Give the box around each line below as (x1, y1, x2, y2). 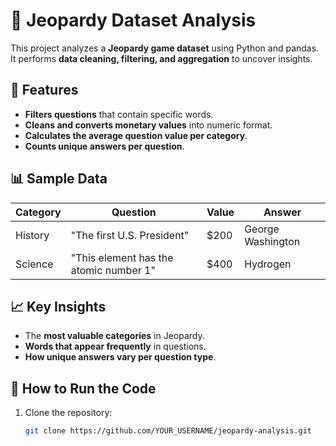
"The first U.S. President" (70, 228, 190, 242)
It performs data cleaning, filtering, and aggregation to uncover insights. (10, 52, 313, 64)
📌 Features (10, 82, 79, 99)
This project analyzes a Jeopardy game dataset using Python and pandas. (10, 42, 320, 54)
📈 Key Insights (10, 298, 107, 315)
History (15, 228, 50, 242)
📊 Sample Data (10, 170, 108, 188)
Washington (244, 234, 301, 248)
